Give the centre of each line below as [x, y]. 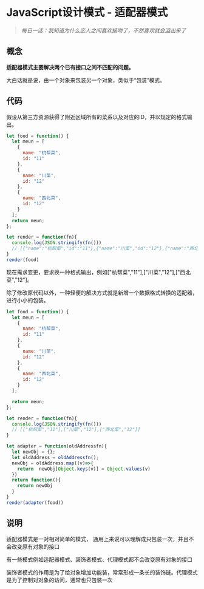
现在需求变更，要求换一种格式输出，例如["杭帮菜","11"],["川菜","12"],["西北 [99, 272]
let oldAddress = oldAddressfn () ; [55, 457]
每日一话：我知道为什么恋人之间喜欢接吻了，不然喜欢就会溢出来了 [104, 30]
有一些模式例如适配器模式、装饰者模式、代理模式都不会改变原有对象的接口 [99, 559]
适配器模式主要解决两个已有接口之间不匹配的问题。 [70, 67]
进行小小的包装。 [28, 300]
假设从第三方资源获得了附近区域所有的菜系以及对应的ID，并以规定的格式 [97, 117]
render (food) [23, 260]
